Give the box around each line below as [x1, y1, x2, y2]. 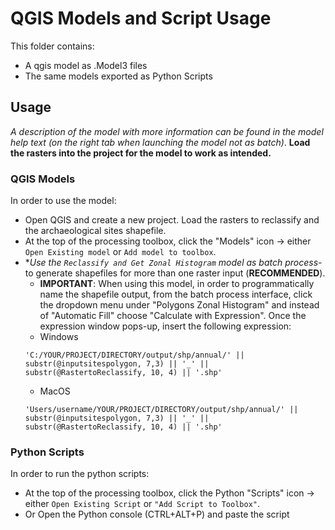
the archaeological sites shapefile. [24, 225, 167, 237]
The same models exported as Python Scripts [24, 70, 213, 82]
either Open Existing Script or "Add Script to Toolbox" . [24, 498, 261, 510]
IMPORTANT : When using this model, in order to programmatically [39, 278, 315, 290]
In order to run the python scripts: [10, 468, 150, 480]
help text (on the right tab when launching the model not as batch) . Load [10, 136, 311, 148]
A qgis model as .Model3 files [24, 59, 148, 71]
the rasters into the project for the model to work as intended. [10, 147, 272, 159]
